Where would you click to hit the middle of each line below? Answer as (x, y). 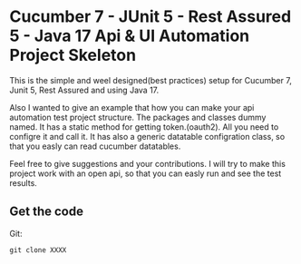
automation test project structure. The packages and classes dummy (138, 117)
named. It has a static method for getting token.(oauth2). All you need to (144, 127)
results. (24, 182)
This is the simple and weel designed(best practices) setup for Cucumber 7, (150, 80)
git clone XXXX (38, 250)
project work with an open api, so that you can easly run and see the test (146, 173)
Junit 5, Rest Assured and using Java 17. (84, 90)
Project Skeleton (73, 55)
